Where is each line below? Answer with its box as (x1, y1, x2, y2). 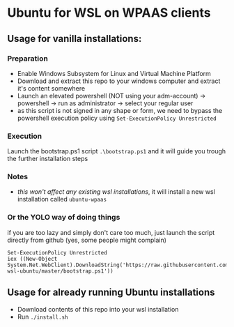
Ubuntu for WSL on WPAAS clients (7, 5, 211, 21)
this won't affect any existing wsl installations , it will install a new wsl (17, 188, 216, 196)
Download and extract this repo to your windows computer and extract (17, 77, 221, 85)
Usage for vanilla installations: (7, 33, 142, 45)
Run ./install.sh (17, 312, 68, 321)
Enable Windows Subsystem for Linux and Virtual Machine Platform (17, 69, 211, 77)
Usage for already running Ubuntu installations (7, 287, 215, 298)
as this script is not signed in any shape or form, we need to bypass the (17, 106, 223, 114)
